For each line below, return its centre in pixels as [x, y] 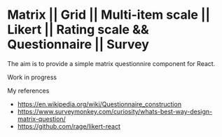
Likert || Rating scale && [78, 30]
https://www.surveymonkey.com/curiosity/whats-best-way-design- [115, 111]
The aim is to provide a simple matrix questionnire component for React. [111, 63]
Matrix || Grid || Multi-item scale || [109, 15]
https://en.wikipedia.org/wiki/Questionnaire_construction [99, 104]
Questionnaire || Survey [78, 45]
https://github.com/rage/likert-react [69, 126]
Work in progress [32, 77]
